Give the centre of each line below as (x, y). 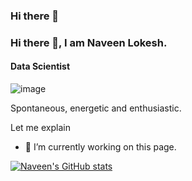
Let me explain (40, 128)
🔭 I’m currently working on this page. (100, 147)
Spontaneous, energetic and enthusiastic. (96, 108)
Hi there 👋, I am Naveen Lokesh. (89, 42)
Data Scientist (40, 66)
